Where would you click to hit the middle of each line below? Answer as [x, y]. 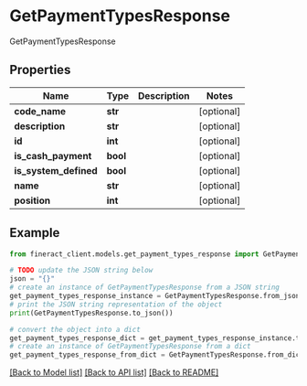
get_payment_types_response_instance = [85, 296]
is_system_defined [56, 170]
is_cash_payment [53, 155]
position [32, 200]
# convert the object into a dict [75, 329]
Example [35, 233]
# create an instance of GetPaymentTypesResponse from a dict [130, 347]
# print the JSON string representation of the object [116, 304]
